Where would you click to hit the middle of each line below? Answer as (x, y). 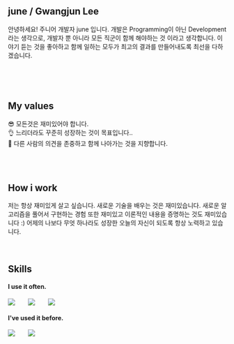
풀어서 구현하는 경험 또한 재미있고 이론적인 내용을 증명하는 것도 (117, 214)
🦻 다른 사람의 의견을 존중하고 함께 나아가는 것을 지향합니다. (88, 143)
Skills (20, 269)
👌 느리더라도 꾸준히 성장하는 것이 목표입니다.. (70, 133)
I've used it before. (36, 317)
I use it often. (28, 287)
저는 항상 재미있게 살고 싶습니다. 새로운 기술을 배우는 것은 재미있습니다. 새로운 (114, 206)
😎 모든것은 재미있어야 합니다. (48, 124)
